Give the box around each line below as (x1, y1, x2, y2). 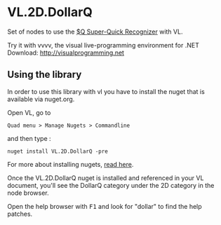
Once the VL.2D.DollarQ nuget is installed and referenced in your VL (7, 173, 204, 182)
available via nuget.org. (7, 95, 75, 103)
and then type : (7, 134, 51, 142)
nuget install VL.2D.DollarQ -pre (7, 148, 109, 155)
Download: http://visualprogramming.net (7, 48, 125, 57)
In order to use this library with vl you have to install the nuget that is (7, 87, 205, 95)
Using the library (7, 69, 82, 81)
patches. (7, 210, 33, 218)
